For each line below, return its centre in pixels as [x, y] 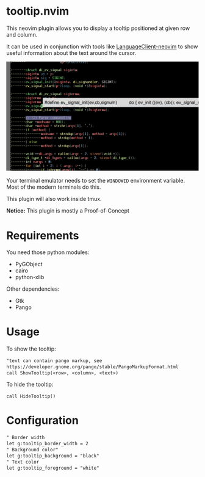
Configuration [43, 421]
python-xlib [30, 277]
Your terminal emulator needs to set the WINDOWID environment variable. [95, 181]
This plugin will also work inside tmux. [54, 199]
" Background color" [33, 450]
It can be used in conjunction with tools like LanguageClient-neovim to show [102, 46]
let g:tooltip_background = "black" [53, 456]
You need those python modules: [48, 252]
